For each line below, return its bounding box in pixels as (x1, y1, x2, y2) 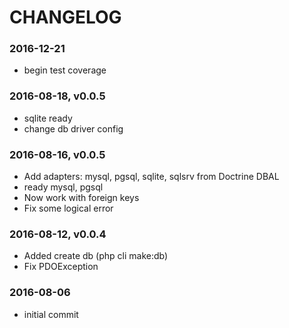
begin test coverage (23, 64, 107, 76)
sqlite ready (23, 112, 73, 124)
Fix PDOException (23, 261, 99, 273)
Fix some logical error (23, 202, 114, 215)
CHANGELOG (9, 6, 122, 29)
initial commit (23, 308, 79, 320)
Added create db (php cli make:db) (23, 250, 169, 262)
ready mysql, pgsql (23, 181, 104, 193)
